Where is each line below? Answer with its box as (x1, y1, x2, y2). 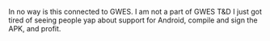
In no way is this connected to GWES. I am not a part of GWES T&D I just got (8, 7, 263, 16)
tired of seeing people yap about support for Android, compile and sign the (8, 15, 258, 25)
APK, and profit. (8, 24, 61, 33)
